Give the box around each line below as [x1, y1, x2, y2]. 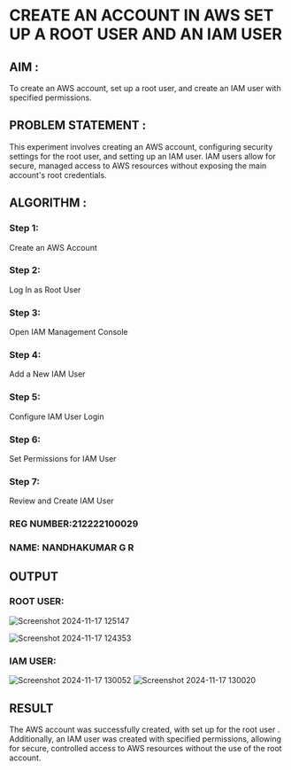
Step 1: [9, 222, 39, 235]
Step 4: [9, 349, 42, 362]
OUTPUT [9, 569, 59, 584]
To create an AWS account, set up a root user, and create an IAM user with [9, 83, 281, 93]
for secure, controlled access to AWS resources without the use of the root [9, 743, 282, 753]
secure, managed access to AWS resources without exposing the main [9, 160, 267, 171]
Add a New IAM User [9, 369, 86, 379]
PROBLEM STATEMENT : [9, 118, 147, 133]
